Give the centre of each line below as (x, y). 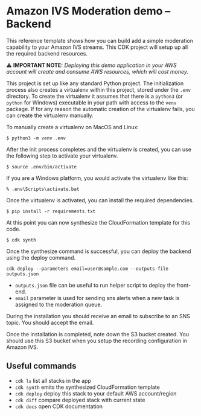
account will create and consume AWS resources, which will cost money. (97, 71)
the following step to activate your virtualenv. (62, 156)
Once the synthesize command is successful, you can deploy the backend (99, 251)
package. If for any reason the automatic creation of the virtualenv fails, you (101, 109)
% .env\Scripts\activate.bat (43, 189)
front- (184, 285)
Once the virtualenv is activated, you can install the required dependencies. (100, 200)
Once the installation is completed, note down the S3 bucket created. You (97, 334)
